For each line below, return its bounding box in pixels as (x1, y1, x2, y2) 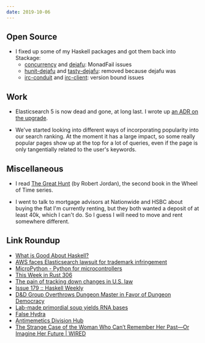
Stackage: (15, 55, 41, 62)
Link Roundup (6, 235, 60, 246)
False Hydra (15, 310, 46, 317)
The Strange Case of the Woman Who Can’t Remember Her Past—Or (15, 323, 190, 331)
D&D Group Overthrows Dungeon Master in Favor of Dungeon (15, 290, 171, 298)
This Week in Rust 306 (15, 271, 72, 279)
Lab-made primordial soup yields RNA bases (15, 304, 129, 311)
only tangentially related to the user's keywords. (15, 146, 136, 153)
